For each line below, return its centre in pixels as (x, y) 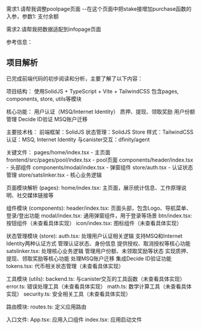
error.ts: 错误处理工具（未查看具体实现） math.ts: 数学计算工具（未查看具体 (99, 286)
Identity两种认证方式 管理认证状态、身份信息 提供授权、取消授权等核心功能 (98, 243)
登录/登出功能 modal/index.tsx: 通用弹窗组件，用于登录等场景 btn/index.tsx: (99, 215)
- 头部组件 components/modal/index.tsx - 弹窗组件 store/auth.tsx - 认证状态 (100, 167)
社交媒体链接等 (35, 195)
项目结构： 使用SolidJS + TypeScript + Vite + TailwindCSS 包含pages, (92, 91)
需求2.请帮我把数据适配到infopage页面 (54, 29)
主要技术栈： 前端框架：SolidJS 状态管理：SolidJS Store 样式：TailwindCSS (100, 132)
